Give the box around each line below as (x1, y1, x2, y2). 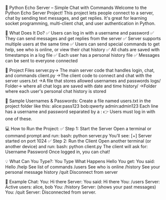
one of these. (5, 116, 32, 121)
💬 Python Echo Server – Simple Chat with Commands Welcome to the (5, 5, 147, 10)
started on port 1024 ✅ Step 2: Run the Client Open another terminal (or (5, 138, 151, 144)
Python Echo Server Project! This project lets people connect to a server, (5, 10, 154, 16)
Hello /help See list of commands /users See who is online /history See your (5, 164, 160, 170)
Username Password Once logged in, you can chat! (5, 149, 111, 155)
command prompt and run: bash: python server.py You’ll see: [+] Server (5, 133, 152, 138)
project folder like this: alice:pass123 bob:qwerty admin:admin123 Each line (5, 103, 159, 109)
